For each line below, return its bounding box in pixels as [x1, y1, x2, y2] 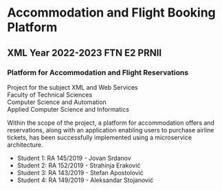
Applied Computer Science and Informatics [7, 105, 129, 113]
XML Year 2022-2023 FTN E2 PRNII [7, 47, 162, 59]
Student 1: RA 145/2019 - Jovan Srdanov [16, 154, 132, 162]
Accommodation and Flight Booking [7, 5, 217, 21]
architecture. [7, 140, 43, 149]
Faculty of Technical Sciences [7, 90, 93, 99]
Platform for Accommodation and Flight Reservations [7, 68, 189, 77]
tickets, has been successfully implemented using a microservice [7, 133, 192, 141]
